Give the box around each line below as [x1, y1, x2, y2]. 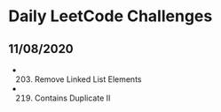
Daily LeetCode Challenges [8, 6, 213, 26]
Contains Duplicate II [34, 93, 111, 103]
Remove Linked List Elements [34, 74, 142, 85]
